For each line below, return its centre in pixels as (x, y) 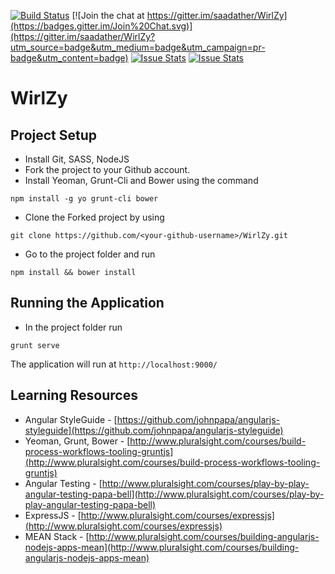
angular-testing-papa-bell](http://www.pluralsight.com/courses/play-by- (174, 494)
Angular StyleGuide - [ (71, 419)
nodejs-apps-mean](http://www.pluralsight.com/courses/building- (162, 547)
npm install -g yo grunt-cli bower (84, 199)
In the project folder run (73, 327)
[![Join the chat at (108, 15)
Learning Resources (74, 395)
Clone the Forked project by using (94, 217)
